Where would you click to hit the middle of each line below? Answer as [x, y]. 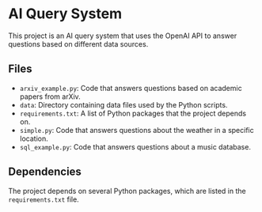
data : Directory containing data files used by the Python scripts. [123, 104]
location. [34, 138]
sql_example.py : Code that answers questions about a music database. [135, 146]
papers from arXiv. [50, 97]
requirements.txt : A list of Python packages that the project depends [133, 113]
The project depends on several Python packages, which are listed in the [127, 191]
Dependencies [45, 172]
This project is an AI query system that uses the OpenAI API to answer [123, 36]
